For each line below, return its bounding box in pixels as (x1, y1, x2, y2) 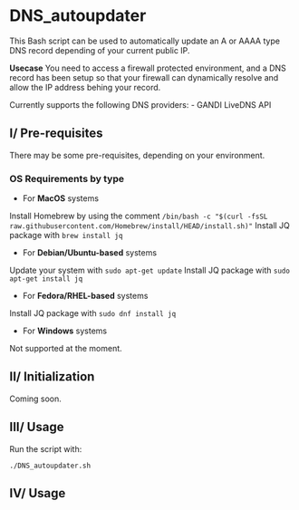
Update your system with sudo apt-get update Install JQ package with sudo (9, 265, 290, 276)
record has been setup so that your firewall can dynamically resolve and (9, 72, 279, 82)
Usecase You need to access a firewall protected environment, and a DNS (9, 63, 287, 73)
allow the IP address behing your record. (9, 82, 161, 92)
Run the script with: (9, 443, 82, 454)
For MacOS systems (22, 193, 100, 204)
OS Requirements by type (9, 172, 125, 185)
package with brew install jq (9, 230, 123, 241)
